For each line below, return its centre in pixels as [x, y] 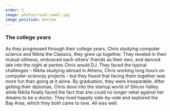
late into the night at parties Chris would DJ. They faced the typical [76, 65]
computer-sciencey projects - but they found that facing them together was [85, 76]
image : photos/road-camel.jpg [38, 15]
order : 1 [15, 10]
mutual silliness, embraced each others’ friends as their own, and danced [83, 59]
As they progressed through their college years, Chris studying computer [83, 49]
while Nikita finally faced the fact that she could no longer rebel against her [85, 92]
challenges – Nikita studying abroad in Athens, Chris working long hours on [85, 70]
